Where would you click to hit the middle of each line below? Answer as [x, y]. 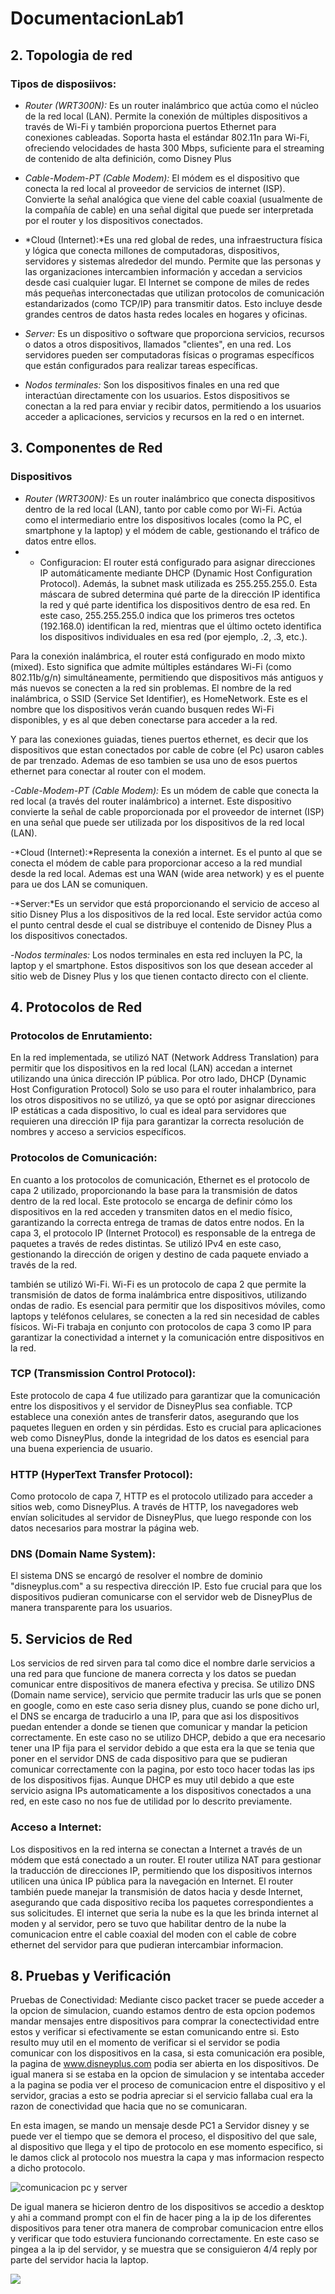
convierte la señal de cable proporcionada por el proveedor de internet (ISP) [167, 811]
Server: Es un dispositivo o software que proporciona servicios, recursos [174, 333]
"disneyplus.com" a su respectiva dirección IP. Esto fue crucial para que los [166, 1586]
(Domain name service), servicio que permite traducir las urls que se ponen [166, 1695]
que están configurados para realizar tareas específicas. [141, 365]
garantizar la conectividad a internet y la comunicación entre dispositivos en [167, 1337]
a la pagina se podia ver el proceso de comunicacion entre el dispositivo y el [168, 2085]
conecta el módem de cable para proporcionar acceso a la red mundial [156, 863]
